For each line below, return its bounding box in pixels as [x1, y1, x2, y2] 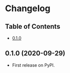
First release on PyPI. [12, 62, 55, 68]
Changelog [5, 3, 51, 14]
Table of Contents [5, 22, 61, 31]
